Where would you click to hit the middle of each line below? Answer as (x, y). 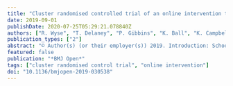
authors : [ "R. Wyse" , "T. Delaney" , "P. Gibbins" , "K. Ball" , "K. (105, 33)
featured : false (31, 53)
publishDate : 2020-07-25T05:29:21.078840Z (69, 26)
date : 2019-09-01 (32, 20)
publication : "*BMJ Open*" (46, 59)
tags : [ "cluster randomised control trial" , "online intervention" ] (108, 65)
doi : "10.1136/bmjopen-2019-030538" (60, 71)
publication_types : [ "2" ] (44, 40)
